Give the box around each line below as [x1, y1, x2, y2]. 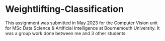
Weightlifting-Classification [5, 3, 124, 15]
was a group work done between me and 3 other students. [5, 30, 127, 36]
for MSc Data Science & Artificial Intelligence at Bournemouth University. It [5, 25, 160, 31]
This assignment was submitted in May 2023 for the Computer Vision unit [5, 20, 158, 26]
